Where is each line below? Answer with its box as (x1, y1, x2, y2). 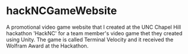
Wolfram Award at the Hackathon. (6, 42, 89, 49)
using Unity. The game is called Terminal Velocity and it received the (6, 36, 174, 43)
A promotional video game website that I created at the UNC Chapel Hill (6, 23, 181, 31)
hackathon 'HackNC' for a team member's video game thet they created (6, 29, 183, 36)
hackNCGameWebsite (6, 4, 117, 18)
